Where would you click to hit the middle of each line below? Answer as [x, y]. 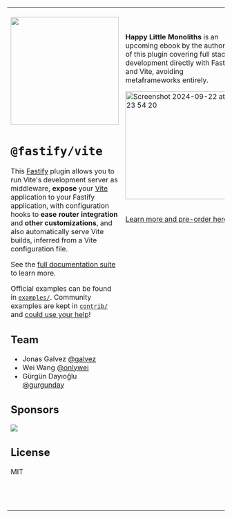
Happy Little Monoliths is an [172, 37]
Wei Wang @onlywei [56, 367]
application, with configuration [60, 206]
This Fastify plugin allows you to [63, 171]
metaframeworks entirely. [167, 80]
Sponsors [35, 410]
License [30, 452]
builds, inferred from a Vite [54, 240]
